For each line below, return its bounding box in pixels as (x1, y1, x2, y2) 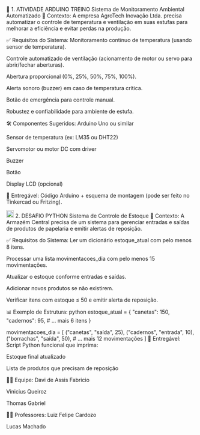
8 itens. (6, 243, 25, 251)
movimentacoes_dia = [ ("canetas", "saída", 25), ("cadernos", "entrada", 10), (6, 329, 195, 336)
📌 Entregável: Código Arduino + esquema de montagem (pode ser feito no (6, 192, 190, 199)
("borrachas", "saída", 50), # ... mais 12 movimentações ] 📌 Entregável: (6, 335, 181, 342)
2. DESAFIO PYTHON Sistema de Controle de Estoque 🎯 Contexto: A (14, 212, 185, 219)
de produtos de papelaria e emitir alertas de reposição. (6, 225, 142, 232)
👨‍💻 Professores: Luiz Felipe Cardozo (6, 412, 97, 418)
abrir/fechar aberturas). (6, 61, 64, 68)
